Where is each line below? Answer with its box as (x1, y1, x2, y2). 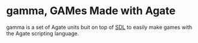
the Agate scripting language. (6, 29, 80, 37)
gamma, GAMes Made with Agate (6, 4, 176, 18)
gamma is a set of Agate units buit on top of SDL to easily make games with (6, 24, 193, 31)
